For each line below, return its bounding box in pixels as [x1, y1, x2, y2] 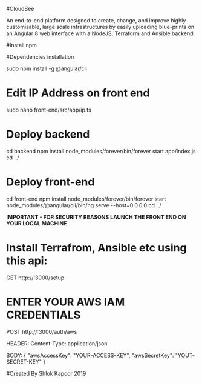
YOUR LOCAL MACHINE [6, 219, 67, 227]
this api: [6, 254, 48, 267]
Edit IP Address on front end [6, 86, 150, 100]
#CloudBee [6, 5, 34, 12]
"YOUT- [175, 351, 195, 359]
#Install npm [6, 42, 37, 48]
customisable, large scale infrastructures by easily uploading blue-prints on [6, 24, 195, 30]
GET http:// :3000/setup [6, 274, 65, 281]
